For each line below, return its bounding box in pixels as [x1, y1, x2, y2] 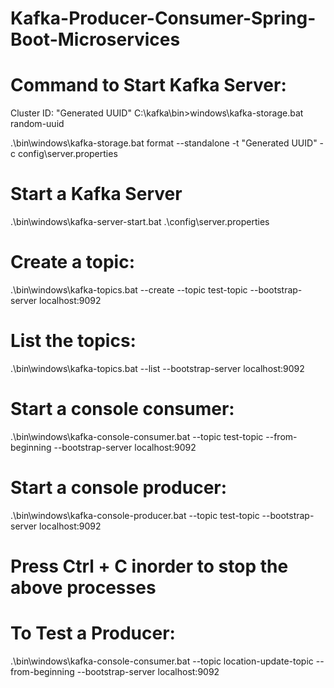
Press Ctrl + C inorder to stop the [10, 555, 289, 577]
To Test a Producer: [10, 622, 176, 645]
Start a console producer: [10, 477, 228, 499]
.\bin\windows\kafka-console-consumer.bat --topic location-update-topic [10, 655, 314, 667]
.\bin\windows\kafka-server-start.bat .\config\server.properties [10, 216, 270, 228]
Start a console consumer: [10, 398, 235, 421]
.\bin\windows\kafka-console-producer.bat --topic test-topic [10, 509, 260, 521]
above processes [10, 577, 157, 599]
